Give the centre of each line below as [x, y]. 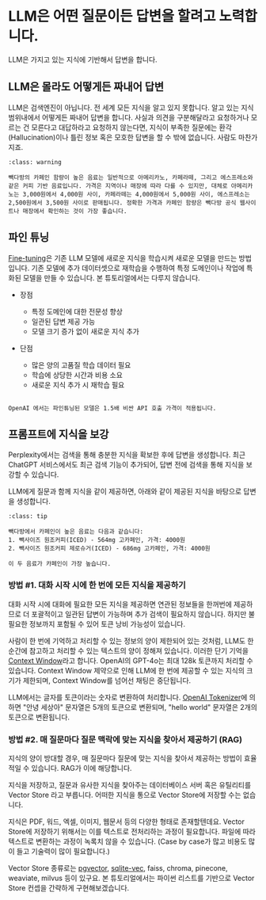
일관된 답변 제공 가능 [63, 321]
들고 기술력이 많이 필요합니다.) [63, 851]
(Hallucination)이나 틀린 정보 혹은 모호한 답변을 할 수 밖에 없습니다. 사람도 [123, 137]
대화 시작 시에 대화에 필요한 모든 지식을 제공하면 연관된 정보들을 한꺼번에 [120, 604]
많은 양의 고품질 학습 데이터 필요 [81, 364]
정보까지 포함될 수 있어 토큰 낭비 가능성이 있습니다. [107, 624]
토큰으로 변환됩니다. [39, 717]
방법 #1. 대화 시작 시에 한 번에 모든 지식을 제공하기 [97, 585]
